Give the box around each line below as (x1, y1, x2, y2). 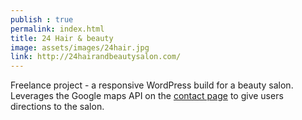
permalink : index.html (10, 24, 105, 34)
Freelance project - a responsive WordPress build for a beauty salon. (10, 79, 294, 91)
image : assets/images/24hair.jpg (10, 42, 150, 53)
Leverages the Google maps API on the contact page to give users (10, 90, 284, 102)
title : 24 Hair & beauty (10, 33, 114, 43)
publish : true (10, 14, 74, 25)
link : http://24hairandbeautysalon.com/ (10, 52, 182, 62)
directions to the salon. (10, 101, 105, 113)
